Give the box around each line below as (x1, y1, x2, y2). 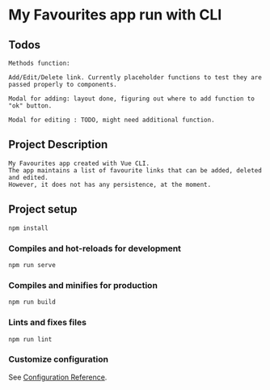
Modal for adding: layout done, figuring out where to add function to (8, 95, 255, 103)
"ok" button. (8, 102, 53, 110)
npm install (8, 224, 49, 232)
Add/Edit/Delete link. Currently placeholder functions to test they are (8, 74, 263, 82)
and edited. (8, 173, 49, 181)
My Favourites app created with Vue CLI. (8, 159, 150, 167)
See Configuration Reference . (8, 372, 108, 382)
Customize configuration (8, 354, 109, 365)
